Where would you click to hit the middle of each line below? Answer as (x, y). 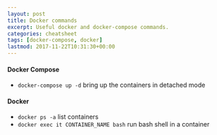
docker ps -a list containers (58, 117)
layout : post (27, 14)
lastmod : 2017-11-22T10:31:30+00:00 (61, 47)
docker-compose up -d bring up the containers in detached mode (111, 85)
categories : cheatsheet (42, 34)
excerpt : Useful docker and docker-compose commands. (88, 27)
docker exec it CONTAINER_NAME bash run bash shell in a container (113, 124)
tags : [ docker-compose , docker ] (55, 40)
